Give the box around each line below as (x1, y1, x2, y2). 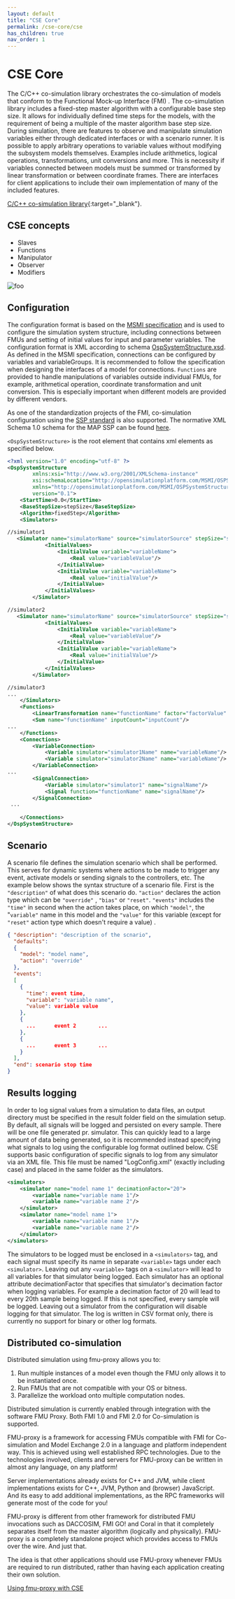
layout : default (7, 10, 55, 17)
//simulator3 (7, 684, 45, 691)
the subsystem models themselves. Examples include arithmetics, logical (7, 149, 218, 157)
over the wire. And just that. (7, 1542, 87, 1551)
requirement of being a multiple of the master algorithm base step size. (7, 120, 212, 128)
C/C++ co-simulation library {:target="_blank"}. (7, 200, 142, 208)
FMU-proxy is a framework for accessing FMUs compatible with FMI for (7, 1433, 215, 1442)
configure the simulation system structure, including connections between (7, 328, 222, 336)
